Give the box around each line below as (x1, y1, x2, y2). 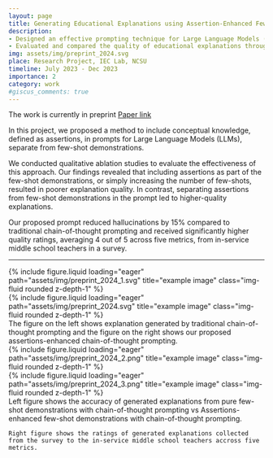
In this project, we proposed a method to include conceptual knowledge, (8, 125, 251, 135)
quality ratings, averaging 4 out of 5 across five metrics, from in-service (8, 235, 249, 245)
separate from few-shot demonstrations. (8, 143, 145, 153)
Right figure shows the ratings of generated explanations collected (8, 430, 249, 438)
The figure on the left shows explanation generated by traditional (8, 319, 226, 329)
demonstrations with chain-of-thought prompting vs (24, 405, 199, 415)
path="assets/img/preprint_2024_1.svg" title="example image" (8, 276, 217, 286)
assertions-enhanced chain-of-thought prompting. (8, 336, 178, 346)
